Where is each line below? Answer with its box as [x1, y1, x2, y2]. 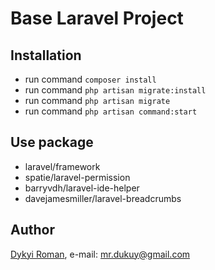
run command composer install [24, 73, 157, 85]
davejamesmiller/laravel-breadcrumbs [24, 192, 182, 204]
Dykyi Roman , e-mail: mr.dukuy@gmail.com [10, 248, 191, 260]
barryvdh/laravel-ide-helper [24, 182, 140, 194]
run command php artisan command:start [24, 105, 198, 117]
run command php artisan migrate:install [24, 84, 207, 96]
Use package [10, 134, 94, 151]
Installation [10, 47, 82, 64]
